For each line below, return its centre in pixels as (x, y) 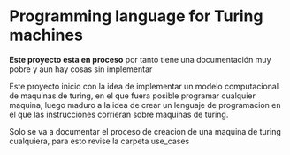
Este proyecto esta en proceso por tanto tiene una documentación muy (140, 59)
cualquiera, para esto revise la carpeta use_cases (99, 141)
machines (46, 35)
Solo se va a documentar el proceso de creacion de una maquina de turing (145, 131)
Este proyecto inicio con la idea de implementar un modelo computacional (144, 86)
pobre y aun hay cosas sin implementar (81, 69)
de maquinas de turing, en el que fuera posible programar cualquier (133, 96)
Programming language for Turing (136, 16)
